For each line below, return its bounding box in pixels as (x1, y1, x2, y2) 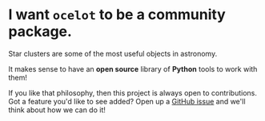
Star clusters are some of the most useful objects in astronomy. (8, 49, 218, 58)
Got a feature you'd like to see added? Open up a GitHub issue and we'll (8, 96, 246, 106)
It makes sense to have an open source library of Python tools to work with (8, 64, 258, 73)
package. (8, 22, 72, 41)
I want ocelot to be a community (8, 6, 226, 24)
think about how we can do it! (8, 105, 106, 115)
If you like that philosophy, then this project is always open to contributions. (8, 88, 258, 97)
